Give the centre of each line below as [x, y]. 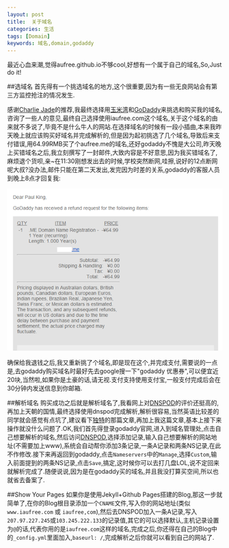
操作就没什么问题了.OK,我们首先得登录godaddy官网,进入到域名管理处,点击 [111, 429]
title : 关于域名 [30, 22]
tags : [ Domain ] [29, 36]
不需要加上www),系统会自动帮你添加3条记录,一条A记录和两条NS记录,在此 [118, 446]
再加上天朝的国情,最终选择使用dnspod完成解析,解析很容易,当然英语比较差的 [113, 412]
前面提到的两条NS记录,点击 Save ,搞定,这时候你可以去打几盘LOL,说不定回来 [116, 463]
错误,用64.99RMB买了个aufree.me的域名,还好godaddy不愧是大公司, [108, 144]
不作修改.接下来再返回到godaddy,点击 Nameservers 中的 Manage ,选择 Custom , [109, 454]
